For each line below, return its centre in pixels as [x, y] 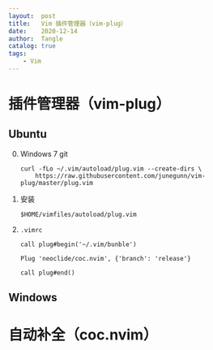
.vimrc [31, 230]
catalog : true [32, 46]
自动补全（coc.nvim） [83, 335]
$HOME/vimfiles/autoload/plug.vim [78, 214]
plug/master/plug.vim [56, 183]
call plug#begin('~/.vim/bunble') [78, 244]
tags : [17, 54]
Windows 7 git [44, 153]
